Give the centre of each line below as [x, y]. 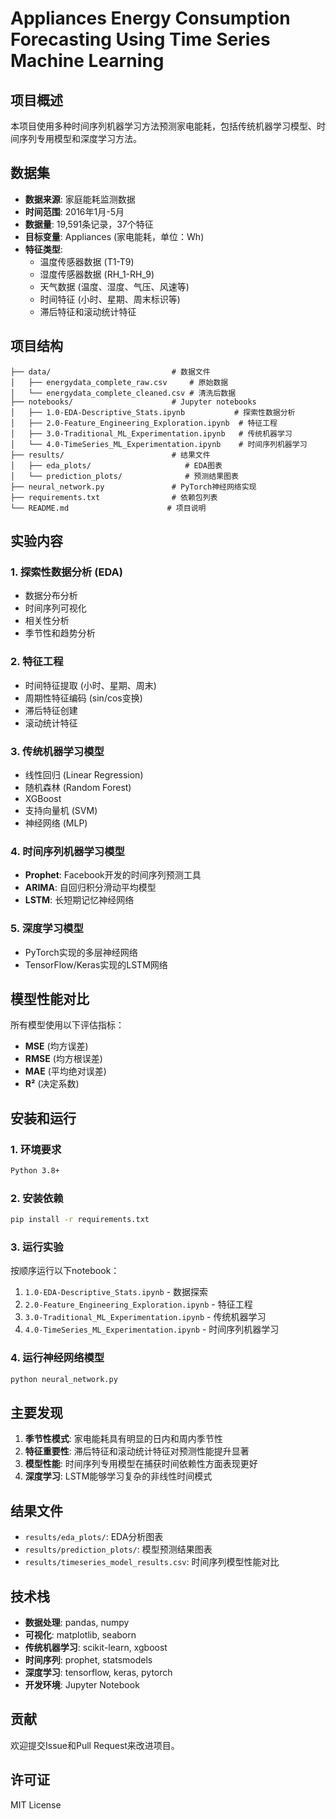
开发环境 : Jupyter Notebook [82, 1684]
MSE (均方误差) [56, 1046]
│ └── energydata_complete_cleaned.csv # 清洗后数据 [123, 393]
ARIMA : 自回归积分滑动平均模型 [90, 888]
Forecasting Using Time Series [140, 39]
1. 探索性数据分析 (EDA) [66, 572]
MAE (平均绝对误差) [65, 1071]
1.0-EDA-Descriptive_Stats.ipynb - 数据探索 [116, 1292]
